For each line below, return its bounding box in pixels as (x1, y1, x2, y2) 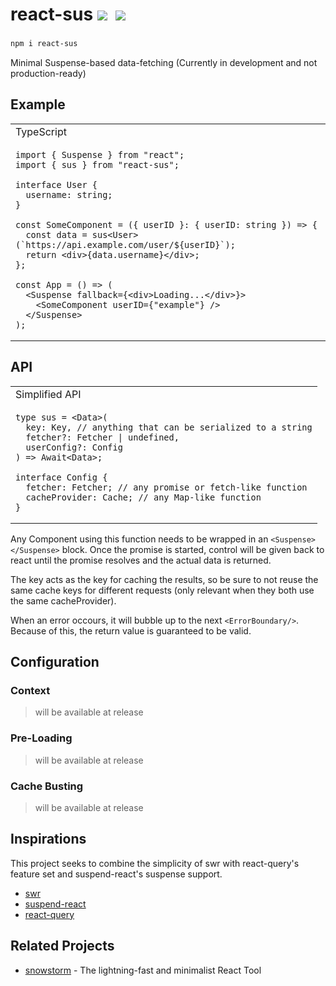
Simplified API (15, 387, 82, 401)
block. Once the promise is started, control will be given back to (61, 543, 325, 555)
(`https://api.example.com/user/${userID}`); (15, 239, 236, 250)
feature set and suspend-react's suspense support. (10, 868, 223, 880)
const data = (25, 229, 88, 240)
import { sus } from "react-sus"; (15, 159, 180, 170)
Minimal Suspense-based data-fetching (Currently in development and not (10, 56, 318, 68)
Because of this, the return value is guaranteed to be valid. (10, 624, 252, 637)
